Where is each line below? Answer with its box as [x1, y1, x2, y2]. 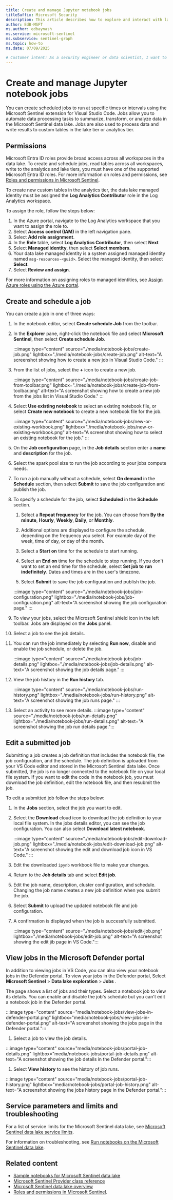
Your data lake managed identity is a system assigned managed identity [13, 250, 166, 257]
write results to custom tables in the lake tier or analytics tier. [6, 127, 135, 133]
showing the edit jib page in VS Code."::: [13, 938, 99, 945]
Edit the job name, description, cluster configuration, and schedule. [13, 881, 156, 888]
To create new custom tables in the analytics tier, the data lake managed [6, 187, 159, 193]
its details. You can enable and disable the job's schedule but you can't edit [6, 993, 166, 999]
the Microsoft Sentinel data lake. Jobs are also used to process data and [6, 121, 159, 127]
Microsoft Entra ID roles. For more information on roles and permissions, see [6, 171, 167, 178]
